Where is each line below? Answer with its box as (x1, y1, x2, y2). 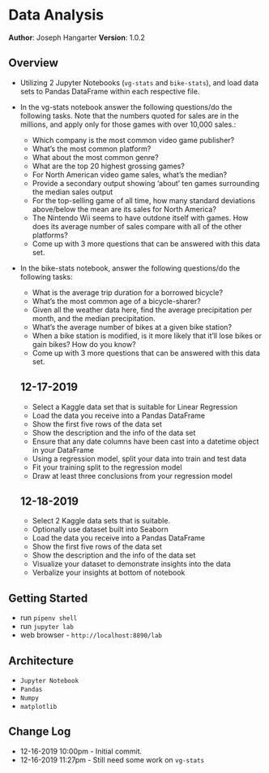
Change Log (8, 725, 71, 739)
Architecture (8, 654, 75, 667)
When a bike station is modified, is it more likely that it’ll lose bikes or (32, 331, 262, 341)
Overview (8, 56, 59, 70)
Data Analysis (8, 6, 105, 24)
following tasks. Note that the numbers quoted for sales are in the (19, 111, 239, 120)
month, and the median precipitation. (32, 313, 156, 323)
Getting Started (8, 591, 88, 605)
